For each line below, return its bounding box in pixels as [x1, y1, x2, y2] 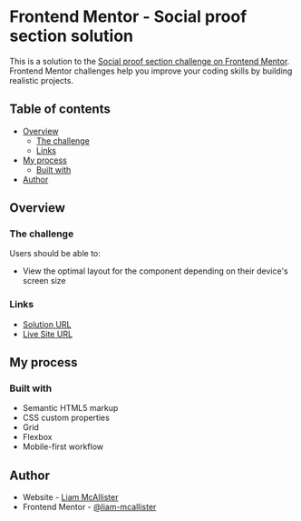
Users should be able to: [9, 248, 102, 259]
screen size [22, 276, 66, 286]
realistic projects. [9, 75, 74, 85]
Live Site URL [22, 328, 73, 339]
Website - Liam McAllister [22, 492, 119, 503]
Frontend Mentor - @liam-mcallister [22, 502, 157, 513]
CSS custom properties [22, 412, 111, 424]
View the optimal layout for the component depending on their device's [22, 266, 288, 276]
